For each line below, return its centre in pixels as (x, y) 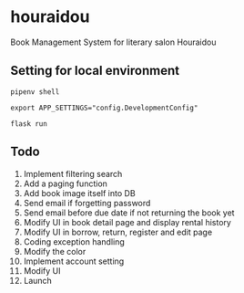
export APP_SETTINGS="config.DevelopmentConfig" (104, 108)
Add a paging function (66, 183)
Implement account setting (74, 261)
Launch (38, 280)
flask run (29, 124)
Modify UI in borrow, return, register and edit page (118, 232)
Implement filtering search (73, 173)
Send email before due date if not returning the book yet (129, 213)
